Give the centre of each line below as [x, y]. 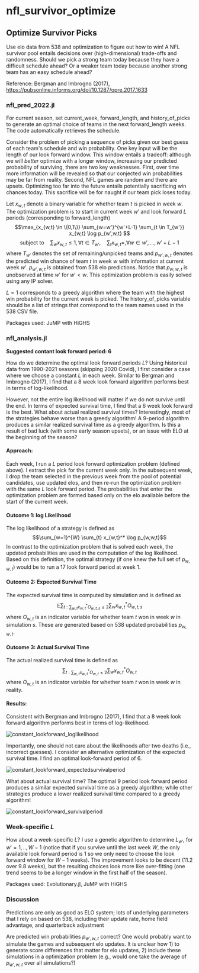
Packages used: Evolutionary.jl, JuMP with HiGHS [67, 884]
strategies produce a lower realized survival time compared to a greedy [93, 794]
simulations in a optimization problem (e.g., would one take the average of [97, 956]
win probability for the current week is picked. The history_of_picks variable [98, 299]
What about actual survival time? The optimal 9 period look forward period [97, 781]
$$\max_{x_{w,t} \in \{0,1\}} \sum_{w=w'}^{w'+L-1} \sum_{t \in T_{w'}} [99, 227]
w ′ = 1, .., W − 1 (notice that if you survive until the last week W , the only [93, 848]
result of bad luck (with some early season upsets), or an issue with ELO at [97, 431]
